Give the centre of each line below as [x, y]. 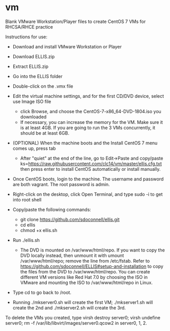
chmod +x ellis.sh [39, 230]
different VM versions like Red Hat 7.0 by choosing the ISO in [84, 277]
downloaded [33, 117]
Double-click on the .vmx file [43, 86]
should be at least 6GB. [45, 133]
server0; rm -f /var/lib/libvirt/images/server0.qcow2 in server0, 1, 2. [76, 323]
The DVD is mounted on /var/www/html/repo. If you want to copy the [93, 250]
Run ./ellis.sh [26, 240]
